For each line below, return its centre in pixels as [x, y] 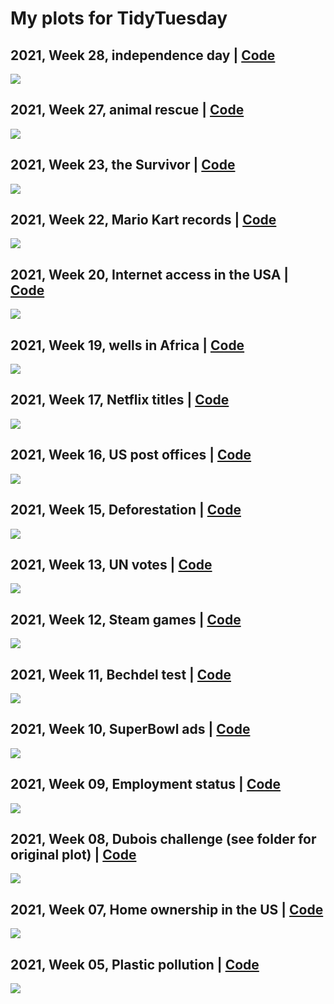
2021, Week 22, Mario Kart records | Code [143, 220]
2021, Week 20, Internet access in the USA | [150, 274]
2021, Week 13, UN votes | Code [111, 564]
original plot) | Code [73, 854]
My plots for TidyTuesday [119, 18]
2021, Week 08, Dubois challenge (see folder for [163, 838]
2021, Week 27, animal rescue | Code [127, 110]
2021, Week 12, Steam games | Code [126, 619]
